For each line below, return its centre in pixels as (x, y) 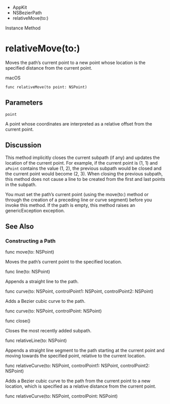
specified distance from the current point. (49, 68)
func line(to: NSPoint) (28, 272)
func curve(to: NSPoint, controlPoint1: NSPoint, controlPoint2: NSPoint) (79, 291)
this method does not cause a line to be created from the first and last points (85, 179)
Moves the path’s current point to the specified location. (64, 262)
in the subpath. (21, 184)
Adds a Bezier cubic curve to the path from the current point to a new (78, 381)
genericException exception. (35, 210)
